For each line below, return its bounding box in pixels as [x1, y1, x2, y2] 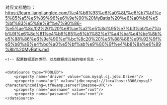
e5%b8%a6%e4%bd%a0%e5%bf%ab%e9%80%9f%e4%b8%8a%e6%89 [5, 41, 162, 47]
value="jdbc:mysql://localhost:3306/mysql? [60, 78, 153, 83]
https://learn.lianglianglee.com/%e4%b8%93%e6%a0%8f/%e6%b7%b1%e [5, 10, 162, 16]
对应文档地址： [5, 4, 36, 10]
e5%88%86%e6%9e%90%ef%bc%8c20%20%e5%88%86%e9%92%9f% [5, 36, 162, 42]
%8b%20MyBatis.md [5, 46, 49, 52]
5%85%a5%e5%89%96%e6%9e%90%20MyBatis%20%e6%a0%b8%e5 [5, 15, 158, 21]
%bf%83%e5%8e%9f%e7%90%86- [5, 20, 82, 26]
